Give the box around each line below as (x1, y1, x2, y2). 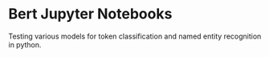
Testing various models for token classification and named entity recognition (8, 31, 262, 41)
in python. (8, 39, 42, 49)
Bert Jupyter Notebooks (8, 5, 173, 23)
